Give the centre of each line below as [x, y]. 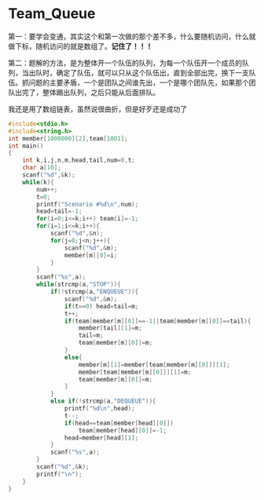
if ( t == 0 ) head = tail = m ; [101, 306]
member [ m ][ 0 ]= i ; [91, 255]
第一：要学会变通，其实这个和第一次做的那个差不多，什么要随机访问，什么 [128, 36]
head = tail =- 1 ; [59, 212]
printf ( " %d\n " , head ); [99, 409]
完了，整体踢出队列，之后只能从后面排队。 [90, 92]
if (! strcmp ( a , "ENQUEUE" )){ [94, 292]
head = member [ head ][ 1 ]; [101, 438]
